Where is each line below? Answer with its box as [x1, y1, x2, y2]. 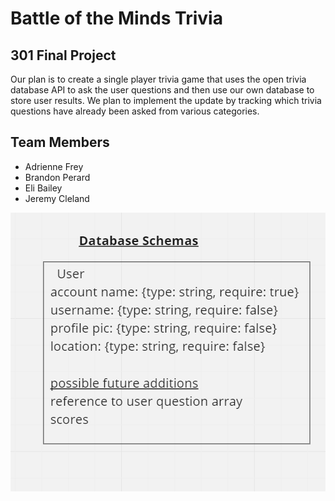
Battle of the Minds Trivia [10, 7, 223, 30]
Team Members [10, 134, 110, 151]
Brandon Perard [24, 171, 91, 183]
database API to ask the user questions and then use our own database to [10, 84, 315, 96]
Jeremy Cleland [24, 192, 90, 204]
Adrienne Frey [24, 160, 84, 172]
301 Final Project [10, 47, 117, 64]
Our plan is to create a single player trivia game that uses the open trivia [10, 73, 307, 85]
